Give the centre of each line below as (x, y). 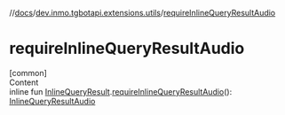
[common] (28, 73)
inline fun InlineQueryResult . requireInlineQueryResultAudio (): (121, 91)
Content (24, 82)
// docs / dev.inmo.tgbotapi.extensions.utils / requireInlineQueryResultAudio (142, 13)
